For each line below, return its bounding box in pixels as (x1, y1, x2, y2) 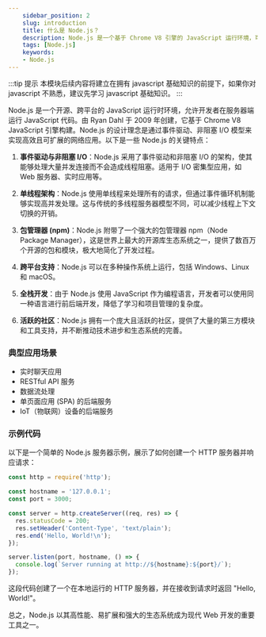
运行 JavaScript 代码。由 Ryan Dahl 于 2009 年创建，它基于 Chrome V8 (8, 115, 241, 125)
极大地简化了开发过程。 (82, 245, 159, 255)
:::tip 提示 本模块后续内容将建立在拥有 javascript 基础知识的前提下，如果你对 (8, 79, 256, 88)
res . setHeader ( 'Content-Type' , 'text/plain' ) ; (15, 524, 172, 532)
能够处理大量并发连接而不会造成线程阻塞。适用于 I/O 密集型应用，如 (19, 162, 242, 171)
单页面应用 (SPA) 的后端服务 (19, 397, 112, 406)
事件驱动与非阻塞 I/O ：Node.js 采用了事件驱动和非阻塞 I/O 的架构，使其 (19, 152, 253, 161)
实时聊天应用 (19, 366, 62, 377)
